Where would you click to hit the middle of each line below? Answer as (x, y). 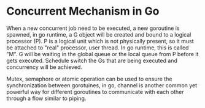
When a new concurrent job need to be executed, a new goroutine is (93, 28)
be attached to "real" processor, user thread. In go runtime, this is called (98, 48)
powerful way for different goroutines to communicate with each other (95, 92)
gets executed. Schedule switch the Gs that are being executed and (92, 60)
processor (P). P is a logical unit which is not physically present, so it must (100, 41)
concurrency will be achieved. (44, 67)
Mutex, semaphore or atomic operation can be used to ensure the (89, 79)
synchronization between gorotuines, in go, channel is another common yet (102, 85)
